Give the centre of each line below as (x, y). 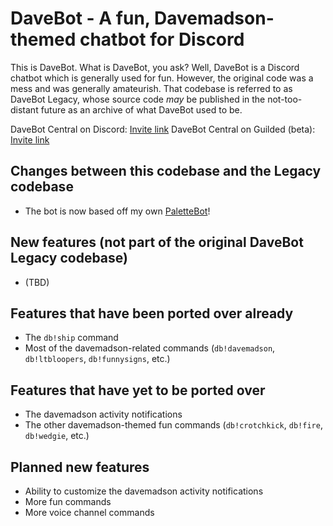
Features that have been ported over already (152, 313)
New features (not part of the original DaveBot (157, 242)
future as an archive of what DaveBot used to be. (141, 109)
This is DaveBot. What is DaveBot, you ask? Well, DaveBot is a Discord (155, 67)
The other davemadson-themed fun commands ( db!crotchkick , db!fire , (173, 425)
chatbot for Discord (162, 39)
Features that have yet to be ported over (138, 390)
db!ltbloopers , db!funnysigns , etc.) (97, 359)
